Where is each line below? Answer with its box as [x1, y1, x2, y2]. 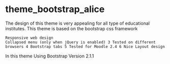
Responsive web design [5, 35, 53, 40]
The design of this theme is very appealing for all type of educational [5, 20, 150, 26]
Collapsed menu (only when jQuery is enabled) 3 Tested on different [5, 39, 156, 45]
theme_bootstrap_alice [5, 4, 105, 15]
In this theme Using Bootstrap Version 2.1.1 [5, 53, 94, 59]
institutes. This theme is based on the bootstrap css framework [5, 25, 138, 31]
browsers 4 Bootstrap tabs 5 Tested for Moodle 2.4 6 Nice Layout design [5, 44, 165, 49]
